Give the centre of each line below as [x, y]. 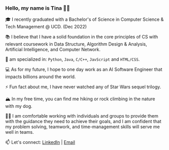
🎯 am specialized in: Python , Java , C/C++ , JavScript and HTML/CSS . [73, 59]
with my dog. [19, 106]
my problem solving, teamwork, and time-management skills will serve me [83, 127]
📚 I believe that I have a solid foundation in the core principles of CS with [82, 37]
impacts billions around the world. [40, 77]
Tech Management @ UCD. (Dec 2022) [46, 27]
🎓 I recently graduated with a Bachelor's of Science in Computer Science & [85, 19]
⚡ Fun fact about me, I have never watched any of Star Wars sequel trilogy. [83, 87]
